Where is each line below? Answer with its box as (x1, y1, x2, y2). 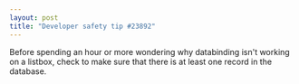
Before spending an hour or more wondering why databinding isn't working (9, 46, 290, 57)
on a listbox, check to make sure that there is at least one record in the (9, 56, 273, 67)
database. (9, 65, 47, 77)
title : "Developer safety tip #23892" (9, 22, 156, 31)
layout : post (9, 13, 59, 23)
